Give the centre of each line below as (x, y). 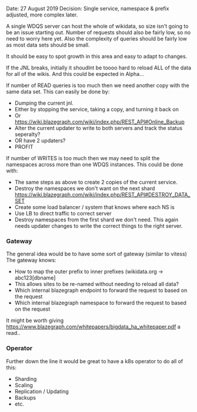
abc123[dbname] (35, 278)
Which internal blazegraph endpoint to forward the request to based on (101, 290)
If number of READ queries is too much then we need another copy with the (98, 85)
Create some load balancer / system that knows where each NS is (94, 207)
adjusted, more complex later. (42, 15)
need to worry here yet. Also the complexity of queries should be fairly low (96, 39)
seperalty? (27, 134)
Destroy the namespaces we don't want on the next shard (85, 188)
